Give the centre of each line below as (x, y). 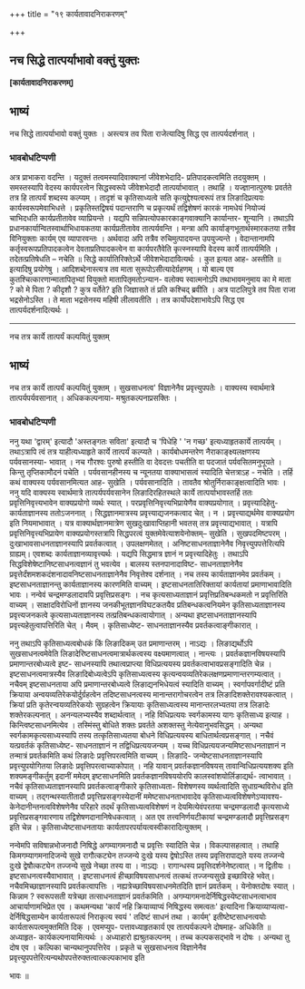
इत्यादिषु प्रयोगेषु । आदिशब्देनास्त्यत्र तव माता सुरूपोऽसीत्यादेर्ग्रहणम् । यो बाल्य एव (122, 269)
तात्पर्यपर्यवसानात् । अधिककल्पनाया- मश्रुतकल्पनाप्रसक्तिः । (93, 397)
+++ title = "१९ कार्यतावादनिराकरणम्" (69, 14)
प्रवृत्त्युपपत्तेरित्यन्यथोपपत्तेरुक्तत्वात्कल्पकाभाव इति (77, 958)
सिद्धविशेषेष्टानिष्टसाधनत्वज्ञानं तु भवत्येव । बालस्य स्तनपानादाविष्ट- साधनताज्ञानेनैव (126, 564)
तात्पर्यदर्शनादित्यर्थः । (39, 309)
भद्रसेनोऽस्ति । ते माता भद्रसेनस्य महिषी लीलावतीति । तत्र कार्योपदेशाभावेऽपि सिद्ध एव (127, 299)
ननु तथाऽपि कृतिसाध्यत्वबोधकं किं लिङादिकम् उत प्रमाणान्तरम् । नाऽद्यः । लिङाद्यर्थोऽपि (131, 643)
